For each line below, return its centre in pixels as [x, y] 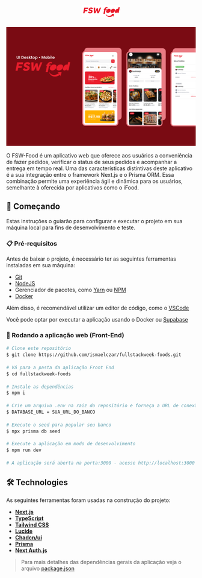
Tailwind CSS [32, 524]
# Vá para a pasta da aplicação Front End [60, 367]
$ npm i [16, 393]
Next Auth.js [31, 550]
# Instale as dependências [40, 387]
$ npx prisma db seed [33, 431]
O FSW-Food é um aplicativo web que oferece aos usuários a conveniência [99, 155]
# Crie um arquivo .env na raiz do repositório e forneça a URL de [93, 406]
